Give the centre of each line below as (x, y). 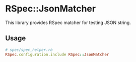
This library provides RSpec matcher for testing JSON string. (68, 22)
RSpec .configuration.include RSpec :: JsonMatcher (57, 54)
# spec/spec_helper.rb (29, 50)
